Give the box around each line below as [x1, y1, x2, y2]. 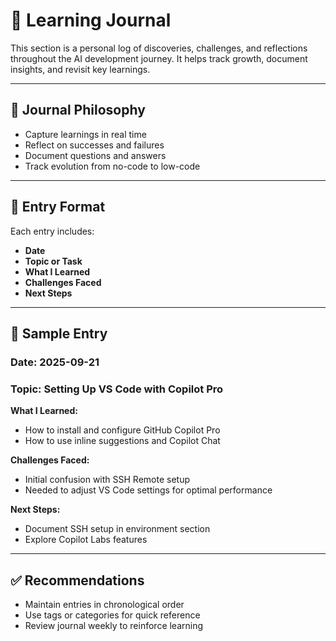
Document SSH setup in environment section [24, 523, 211, 535]
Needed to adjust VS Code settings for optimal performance [24, 484, 273, 496]
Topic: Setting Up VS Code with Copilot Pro [10, 382, 224, 396]
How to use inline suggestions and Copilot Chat [24, 435, 221, 447]
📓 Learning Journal [10, 9, 172, 32]
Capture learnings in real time [24, 128, 147, 140]
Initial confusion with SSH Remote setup [24, 474, 190, 486]
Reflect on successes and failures [24, 139, 165, 151]
